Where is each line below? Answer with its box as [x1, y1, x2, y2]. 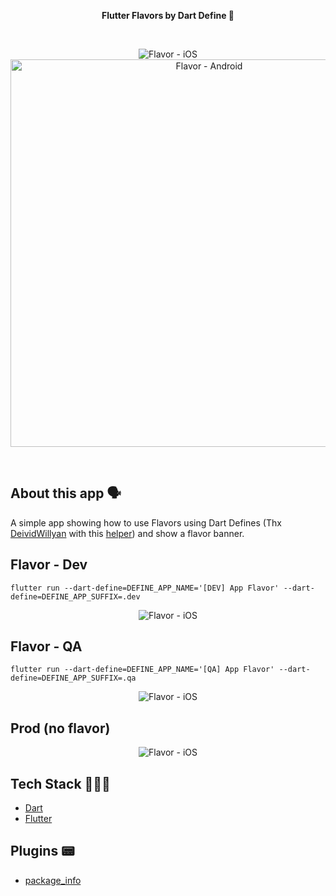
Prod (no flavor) [10, 720, 111, 737]
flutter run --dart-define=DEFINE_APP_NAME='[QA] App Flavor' [10, 665, 275, 675]
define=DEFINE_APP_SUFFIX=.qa [10, 673, 137, 684]
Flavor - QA [10, 638, 83, 655]
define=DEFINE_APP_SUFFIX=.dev [10, 591, 141, 602]
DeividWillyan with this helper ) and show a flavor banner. [10, 527, 245, 539]
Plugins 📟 [10, 843, 75, 860]
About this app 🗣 [10, 485, 122, 502]
